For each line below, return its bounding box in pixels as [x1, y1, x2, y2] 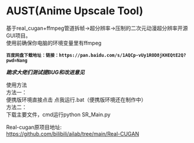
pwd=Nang [6, 58, 28, 63]
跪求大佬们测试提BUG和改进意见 [6, 68, 85, 75]
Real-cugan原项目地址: [6, 123, 62, 131]
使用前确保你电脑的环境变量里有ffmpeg [6, 39, 102, 46]
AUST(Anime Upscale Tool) [6, 4, 144, 18]
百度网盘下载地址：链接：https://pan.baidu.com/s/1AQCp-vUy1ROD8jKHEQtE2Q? [6, 52, 186, 58]
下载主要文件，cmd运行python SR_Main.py [6, 111, 111, 118]
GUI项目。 [6, 31, 31, 39]
